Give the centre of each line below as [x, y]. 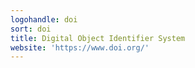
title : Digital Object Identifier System [98, 38]
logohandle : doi [44, 19]
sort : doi [31, 29]
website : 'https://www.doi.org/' [80, 47]
